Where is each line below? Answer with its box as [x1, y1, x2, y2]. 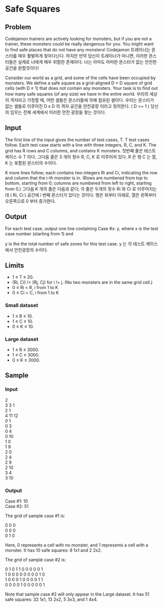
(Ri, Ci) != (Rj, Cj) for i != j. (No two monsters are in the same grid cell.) [12, 279, 153, 285]
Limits [5, 261, 24, 270]
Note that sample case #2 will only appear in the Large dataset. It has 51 [5, 591, 150, 597]
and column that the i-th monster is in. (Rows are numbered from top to [5, 175, 148, 181]
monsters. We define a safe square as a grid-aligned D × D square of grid [5, 80, 152, 86]
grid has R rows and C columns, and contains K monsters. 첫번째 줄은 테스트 [5, 147, 156, 153]
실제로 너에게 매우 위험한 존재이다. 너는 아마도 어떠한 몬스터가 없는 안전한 [18, 59, 157, 64]
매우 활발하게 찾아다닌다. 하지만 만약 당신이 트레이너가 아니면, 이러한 [18, 53, 148, 59]
